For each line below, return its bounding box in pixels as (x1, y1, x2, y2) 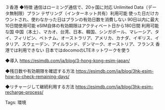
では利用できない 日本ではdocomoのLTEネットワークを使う (9, 47, 130, 53)
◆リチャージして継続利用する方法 (5, 84, 75, 89)
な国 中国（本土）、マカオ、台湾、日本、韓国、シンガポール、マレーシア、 (5, 29, 155, 34)
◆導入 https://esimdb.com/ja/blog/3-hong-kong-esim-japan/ (5, 58, 130, 63)
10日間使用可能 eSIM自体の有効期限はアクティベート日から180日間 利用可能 (5, 23, 159, 28)
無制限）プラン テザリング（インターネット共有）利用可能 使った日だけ (9, 10, 155, 16)
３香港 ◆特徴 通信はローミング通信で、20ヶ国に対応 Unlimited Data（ (5, 4, 148, 10)
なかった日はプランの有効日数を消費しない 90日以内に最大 (40, 17, 159, 22)
